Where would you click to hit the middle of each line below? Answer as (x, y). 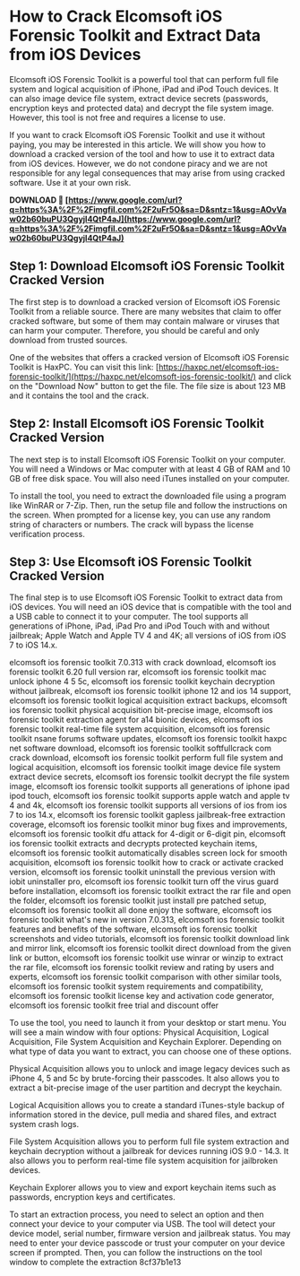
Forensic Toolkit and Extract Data (135, 35)
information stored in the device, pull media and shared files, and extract (143, 1115)
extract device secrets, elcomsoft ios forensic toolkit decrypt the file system (149, 777)
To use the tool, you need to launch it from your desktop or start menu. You (148, 1023)
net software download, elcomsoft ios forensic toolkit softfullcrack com (140, 748)
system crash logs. (44, 1124)
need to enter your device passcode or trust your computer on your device (147, 1243)
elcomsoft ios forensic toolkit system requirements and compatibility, (137, 986)
